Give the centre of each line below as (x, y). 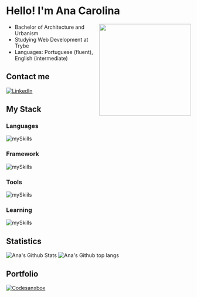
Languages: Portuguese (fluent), (54, 52)
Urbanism (26, 33)
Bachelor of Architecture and (50, 27)
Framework (23, 154)
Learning (19, 210)
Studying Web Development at (51, 39)
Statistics (24, 241)
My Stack (24, 109)
